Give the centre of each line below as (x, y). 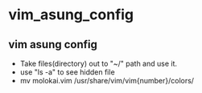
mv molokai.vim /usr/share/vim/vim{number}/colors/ (107, 81)
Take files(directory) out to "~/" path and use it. (99, 63)
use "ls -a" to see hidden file (67, 72)
